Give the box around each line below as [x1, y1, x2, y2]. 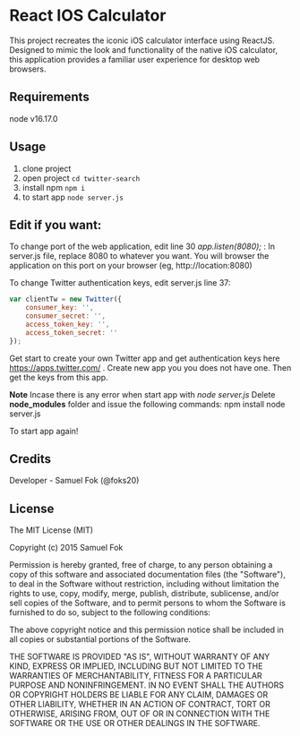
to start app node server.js [21, 192, 124, 202]
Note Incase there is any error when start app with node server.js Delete [9, 389, 276, 399]
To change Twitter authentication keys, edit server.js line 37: [9, 278, 231, 288]
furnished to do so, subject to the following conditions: [9, 607, 210, 618]
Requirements [9, 90, 90, 105]
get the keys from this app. [9, 372, 109, 382]
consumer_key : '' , [25, 304, 94, 312]
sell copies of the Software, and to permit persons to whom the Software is [9, 597, 287, 609]
